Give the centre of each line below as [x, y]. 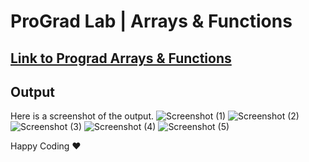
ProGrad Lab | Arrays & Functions [151, 21]
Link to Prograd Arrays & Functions [121, 58]
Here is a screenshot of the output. [82, 116]
